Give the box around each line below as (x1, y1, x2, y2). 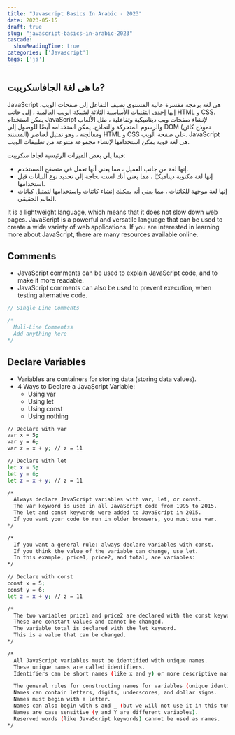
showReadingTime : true (13, 43, 80, 50)
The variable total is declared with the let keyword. (13, 625, 177, 632)
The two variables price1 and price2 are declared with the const (13, 612, 211, 619)
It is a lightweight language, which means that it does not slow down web (7, 208, 218, 216)
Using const (27, 404, 63, 413)
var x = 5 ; (7, 431, 39, 439)
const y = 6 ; (7, 586, 45, 593)
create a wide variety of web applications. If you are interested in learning (7, 222, 220, 231)
